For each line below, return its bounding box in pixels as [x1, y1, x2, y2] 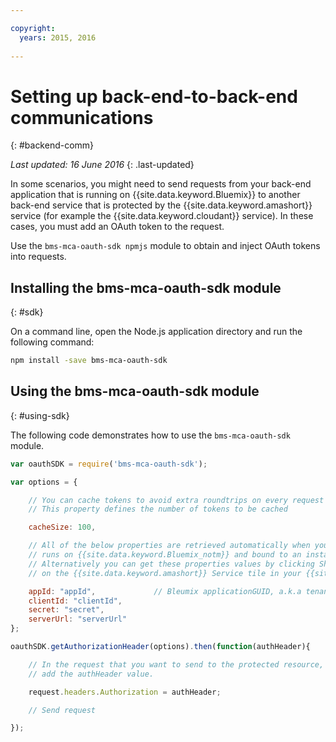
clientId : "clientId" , [28, 596, 123, 606]
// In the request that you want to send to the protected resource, [28, 659, 325, 670]
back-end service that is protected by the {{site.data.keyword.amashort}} [10, 199, 313, 211]
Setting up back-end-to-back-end [10, 85, 298, 108]
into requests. [10, 251, 67, 263]
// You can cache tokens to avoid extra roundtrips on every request [28, 495, 325, 505]
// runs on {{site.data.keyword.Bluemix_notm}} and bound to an [28, 550, 302, 560]
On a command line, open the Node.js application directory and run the [10, 326, 303, 338]
